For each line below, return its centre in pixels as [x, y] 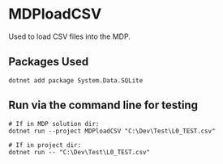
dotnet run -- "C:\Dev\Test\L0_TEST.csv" [79, 152]
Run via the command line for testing [103, 105]
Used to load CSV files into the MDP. [70, 36]
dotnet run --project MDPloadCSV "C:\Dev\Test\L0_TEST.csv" [112, 131]
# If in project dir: [45, 145]
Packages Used [49, 62]
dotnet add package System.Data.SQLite [76, 80]
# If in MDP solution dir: [54, 124]
